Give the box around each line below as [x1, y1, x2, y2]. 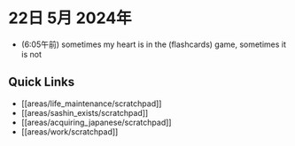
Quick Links [8, 74, 75, 89]
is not [20, 49, 42, 59]
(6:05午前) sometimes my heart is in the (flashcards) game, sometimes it [20, 39, 287, 50]
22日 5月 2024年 [8, 8, 132, 28]
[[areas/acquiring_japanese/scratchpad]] [20, 117, 172, 127]
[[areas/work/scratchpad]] [20, 126, 119, 137]
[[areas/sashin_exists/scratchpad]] [20, 107, 149, 118]
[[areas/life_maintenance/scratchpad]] [20, 98, 162, 109]
